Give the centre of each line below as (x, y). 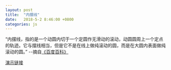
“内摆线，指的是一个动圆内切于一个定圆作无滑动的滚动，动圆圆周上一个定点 (84, 39)
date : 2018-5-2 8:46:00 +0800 (39, 19)
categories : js (21, 24)
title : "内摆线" (22, 15)
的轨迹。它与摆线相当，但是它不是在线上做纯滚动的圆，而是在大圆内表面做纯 (85, 46)
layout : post (19, 10)
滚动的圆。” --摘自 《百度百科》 (37, 52)
